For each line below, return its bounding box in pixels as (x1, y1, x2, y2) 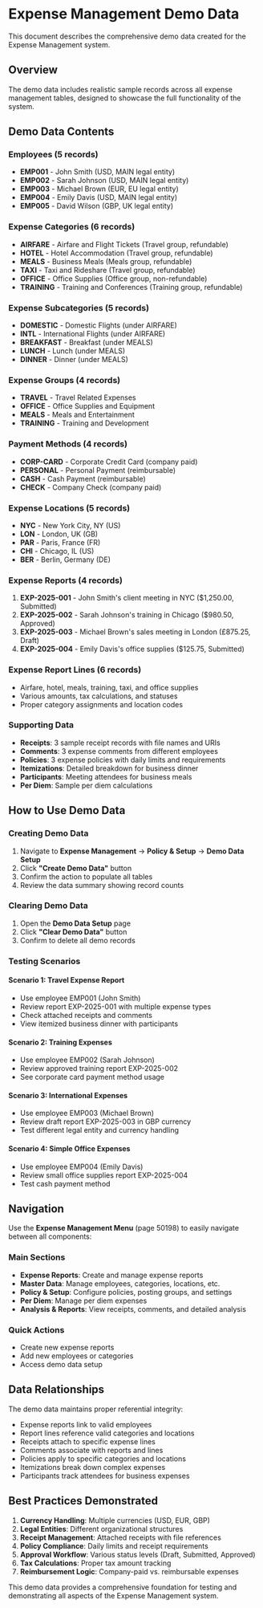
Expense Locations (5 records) (8, 503, 131, 514)
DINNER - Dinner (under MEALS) (19, 355, 128, 364)
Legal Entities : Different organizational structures (19, 1524, 184, 1533)
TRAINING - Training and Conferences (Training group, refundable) (19, 282, 243, 291)
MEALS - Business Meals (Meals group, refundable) (19, 256, 192, 266)
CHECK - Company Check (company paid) (19, 482, 162, 492)
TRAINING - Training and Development (19, 418, 150, 428)
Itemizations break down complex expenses (19, 1462, 166, 1472)
